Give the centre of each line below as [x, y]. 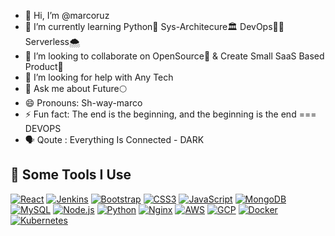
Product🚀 [44, 66]
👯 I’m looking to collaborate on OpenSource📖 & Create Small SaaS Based [174, 56]
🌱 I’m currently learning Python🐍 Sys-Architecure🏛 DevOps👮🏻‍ [154, 26]
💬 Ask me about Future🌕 [75, 88]
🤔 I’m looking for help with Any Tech [99, 77]
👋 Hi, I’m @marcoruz [67, 15]
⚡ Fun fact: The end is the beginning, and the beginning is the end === [170, 114]
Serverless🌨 [52, 41]
